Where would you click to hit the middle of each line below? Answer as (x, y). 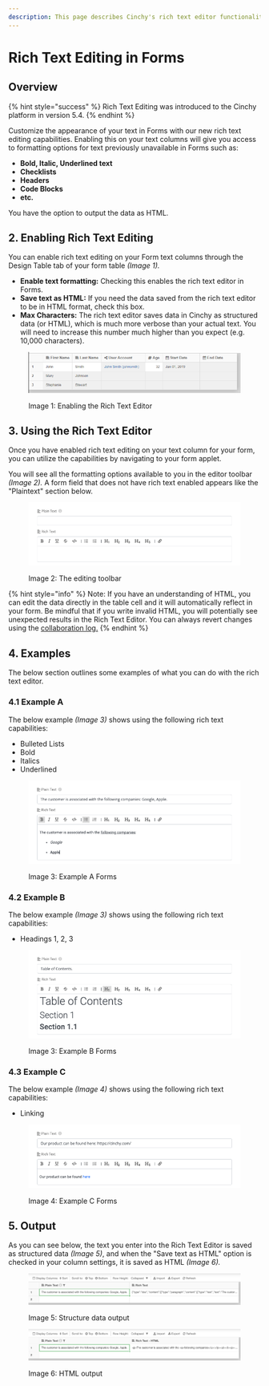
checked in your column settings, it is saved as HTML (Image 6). (114, 1262)
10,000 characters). (52, 341)
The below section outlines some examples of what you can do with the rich (134, 673)
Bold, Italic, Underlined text (66, 163)
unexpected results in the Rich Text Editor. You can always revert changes (130, 620)
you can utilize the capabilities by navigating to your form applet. (115, 459)
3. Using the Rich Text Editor (80, 431)
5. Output (32, 1226)
